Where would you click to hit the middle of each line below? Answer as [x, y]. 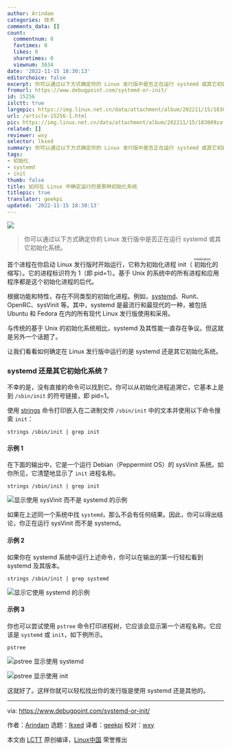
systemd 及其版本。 [35, 565]
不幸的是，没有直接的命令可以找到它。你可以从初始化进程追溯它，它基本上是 [115, 387]
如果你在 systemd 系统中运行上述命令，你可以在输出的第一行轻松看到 [105, 557]
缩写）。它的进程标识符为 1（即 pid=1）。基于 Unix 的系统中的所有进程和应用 [113, 273]
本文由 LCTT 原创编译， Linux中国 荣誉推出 [67, 739]
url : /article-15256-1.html [47, 116]
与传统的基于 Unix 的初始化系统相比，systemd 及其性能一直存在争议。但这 [112, 328]
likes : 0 [26, 52]
